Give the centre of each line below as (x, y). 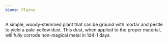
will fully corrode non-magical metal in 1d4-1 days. (58, 35)
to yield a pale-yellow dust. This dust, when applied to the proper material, (83, 30)
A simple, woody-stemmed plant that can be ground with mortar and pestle (84, 24)
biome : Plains (20, 10)
